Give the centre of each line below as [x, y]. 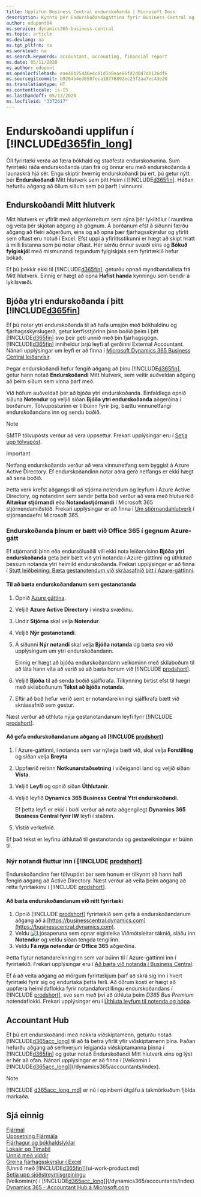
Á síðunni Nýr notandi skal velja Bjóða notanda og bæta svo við [94, 644]
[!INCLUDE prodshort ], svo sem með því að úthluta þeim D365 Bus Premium [100, 995]
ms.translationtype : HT [36, 85]
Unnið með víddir [28, 1155]
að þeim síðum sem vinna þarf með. [50, 381]
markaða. [18, 1097]
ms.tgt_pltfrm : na [29, 46]
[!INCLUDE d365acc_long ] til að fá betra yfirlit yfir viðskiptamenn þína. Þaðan [101, 1041]
